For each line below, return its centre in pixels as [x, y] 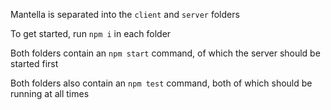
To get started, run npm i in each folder [91, 33]
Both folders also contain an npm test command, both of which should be [161, 83]
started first [34, 63]
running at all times [50, 93]
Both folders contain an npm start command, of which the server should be [165, 53]
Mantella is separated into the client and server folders [125, 14]
